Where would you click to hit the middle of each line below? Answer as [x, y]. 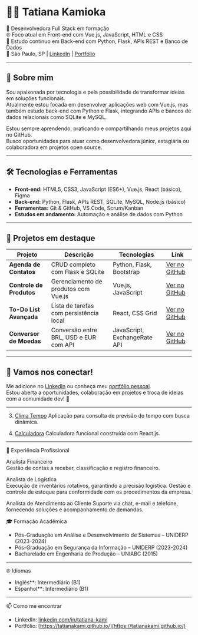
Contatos [22, 272]
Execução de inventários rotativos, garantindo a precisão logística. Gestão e [98, 486]
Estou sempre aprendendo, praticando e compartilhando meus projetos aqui [99, 128]
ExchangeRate [133, 338]
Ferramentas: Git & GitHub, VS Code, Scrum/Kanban [79, 208]
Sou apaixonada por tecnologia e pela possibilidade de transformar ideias [95, 92]
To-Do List [24, 310]
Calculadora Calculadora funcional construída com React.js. [87, 434]
